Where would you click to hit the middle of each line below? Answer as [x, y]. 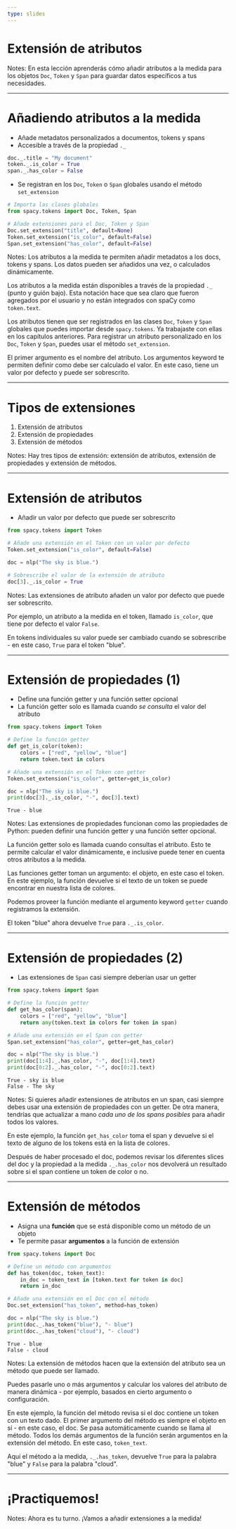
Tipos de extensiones [71, 408]
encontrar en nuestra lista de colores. [61, 888]
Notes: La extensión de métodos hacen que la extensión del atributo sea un [117, 1363]
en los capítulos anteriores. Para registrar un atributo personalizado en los [114, 337]
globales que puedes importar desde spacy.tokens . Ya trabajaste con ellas [115, 329]
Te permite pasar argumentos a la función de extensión [98, 1241]
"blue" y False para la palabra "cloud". [63, 1464]
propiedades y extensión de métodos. [62, 463]
